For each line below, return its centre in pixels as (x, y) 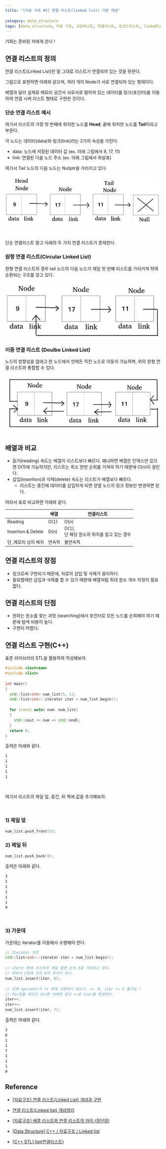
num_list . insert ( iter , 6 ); (33, 978)
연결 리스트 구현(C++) (37, 645)
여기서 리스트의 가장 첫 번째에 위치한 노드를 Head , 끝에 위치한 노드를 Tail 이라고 (82, 124)
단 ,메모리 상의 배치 (26, 542)
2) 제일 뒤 (16, 845)
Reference (21, 1087)
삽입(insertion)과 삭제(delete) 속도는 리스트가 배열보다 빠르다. (72, 479)
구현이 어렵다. (26, 628)
